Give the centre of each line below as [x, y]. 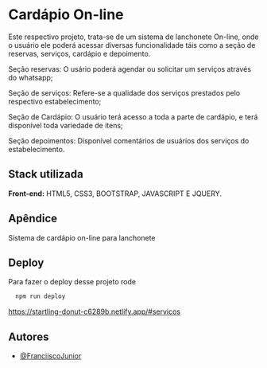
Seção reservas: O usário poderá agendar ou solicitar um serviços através [130, 69]
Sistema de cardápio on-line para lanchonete [82, 237]
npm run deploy [41, 296]
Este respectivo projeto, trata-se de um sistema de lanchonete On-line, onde [133, 37]
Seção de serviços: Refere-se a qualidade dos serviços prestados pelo [124, 92]
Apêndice [33, 219]
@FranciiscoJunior [50, 356]
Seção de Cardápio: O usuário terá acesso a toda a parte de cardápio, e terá [133, 116]
